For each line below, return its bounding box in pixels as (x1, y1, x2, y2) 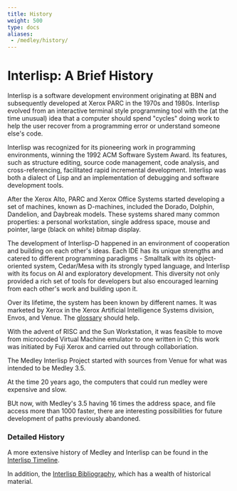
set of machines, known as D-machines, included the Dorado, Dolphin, (7, 203, 215, 211)
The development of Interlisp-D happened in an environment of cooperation (7, 239, 230, 248)
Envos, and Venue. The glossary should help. (7, 313, 140, 322)
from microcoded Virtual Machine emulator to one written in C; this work (7, 335, 220, 343)
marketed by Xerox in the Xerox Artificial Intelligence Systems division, (7, 306, 215, 315)
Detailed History (7, 432, 65, 442)
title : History (7, 10, 53, 18)
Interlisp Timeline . (7, 456, 60, 465)
